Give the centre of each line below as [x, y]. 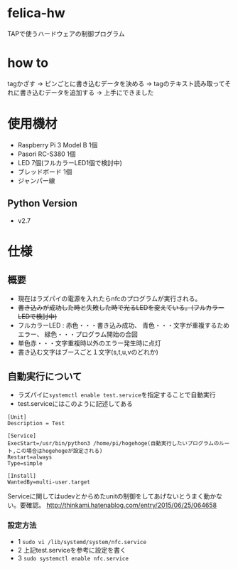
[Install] [22, 476]
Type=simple [25, 464]
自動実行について [45, 376]
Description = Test [36, 424]
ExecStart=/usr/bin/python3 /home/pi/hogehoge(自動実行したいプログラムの [113, 444]
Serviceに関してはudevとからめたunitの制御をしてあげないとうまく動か [112, 496]
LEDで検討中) [37, 316]
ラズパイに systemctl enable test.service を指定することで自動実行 [117, 395]
